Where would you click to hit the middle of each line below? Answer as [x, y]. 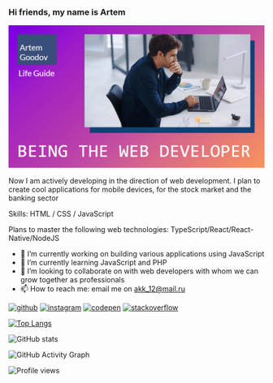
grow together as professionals [72, 280]
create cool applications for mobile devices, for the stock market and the [130, 190]
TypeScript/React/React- [212, 230]
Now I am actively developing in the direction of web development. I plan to [134, 181]
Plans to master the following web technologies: [89, 230]
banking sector [34, 198]
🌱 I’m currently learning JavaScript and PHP [93, 263]
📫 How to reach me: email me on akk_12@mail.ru [102, 289]
